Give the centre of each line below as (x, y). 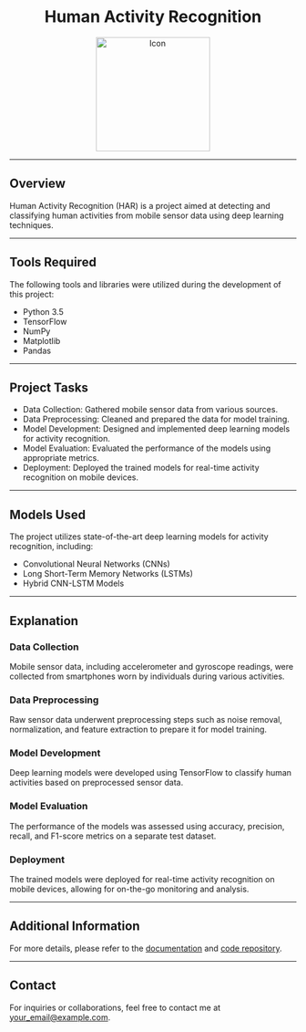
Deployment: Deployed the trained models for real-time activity (141, 468)
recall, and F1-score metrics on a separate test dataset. (113, 836)
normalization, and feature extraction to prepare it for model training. (138, 730)
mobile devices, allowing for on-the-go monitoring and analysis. (129, 889)
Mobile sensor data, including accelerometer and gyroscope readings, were (152, 666)
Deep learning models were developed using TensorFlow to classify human (151, 773)
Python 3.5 (43, 311)
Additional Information (75, 927)
